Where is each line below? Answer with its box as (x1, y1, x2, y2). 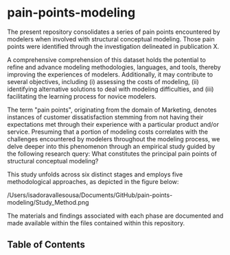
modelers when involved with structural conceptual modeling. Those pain (7, 34, 215, 43)
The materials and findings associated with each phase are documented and (7, 212, 224, 220)
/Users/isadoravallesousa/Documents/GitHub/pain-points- (7, 191, 173, 199)
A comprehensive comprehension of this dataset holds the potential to (7, 55, 206, 63)
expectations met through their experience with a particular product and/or (7, 120, 220, 128)
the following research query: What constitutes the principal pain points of (7, 150, 218, 158)
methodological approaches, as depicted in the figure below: (7, 177, 179, 185)
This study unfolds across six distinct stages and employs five (7, 170, 183, 178)
